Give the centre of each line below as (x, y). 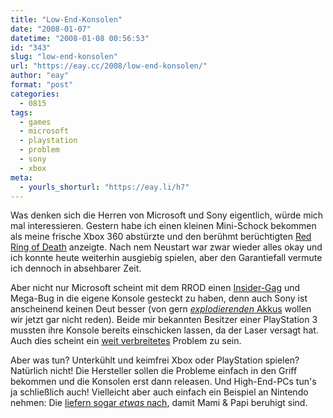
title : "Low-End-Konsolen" (66, 19)
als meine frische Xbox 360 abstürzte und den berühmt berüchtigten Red (161, 237)
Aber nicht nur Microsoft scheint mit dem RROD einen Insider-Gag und (155, 288)
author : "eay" (40, 76)
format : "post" (42, 85)
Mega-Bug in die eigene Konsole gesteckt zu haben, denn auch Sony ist (159, 298)
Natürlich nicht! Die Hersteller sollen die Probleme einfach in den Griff (154, 371)
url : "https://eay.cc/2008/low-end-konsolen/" (109, 66)
